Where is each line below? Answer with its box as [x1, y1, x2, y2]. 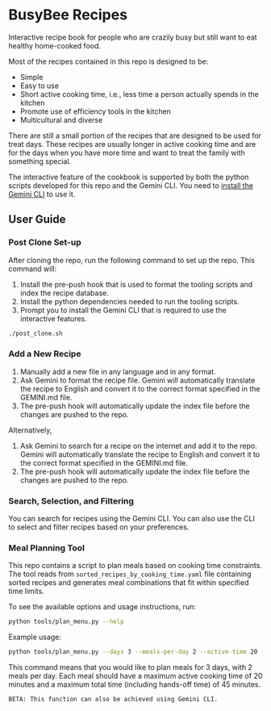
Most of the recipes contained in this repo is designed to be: [8, 56, 209, 66]
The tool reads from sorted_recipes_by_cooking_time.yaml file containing [8, 569, 252, 579]
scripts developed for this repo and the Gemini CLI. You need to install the [8, 180, 254, 190]
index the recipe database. [19, 288, 109, 298]
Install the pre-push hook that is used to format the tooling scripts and [19, 279, 253, 289]
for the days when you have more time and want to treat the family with [8, 148, 246, 157]
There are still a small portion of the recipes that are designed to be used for [8, 131, 262, 140]
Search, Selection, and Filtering [8, 495, 135, 506]
